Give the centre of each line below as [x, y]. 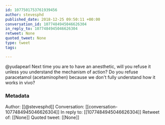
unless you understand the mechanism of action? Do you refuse [72, 72]
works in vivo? [20, 82]
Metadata [17, 96]
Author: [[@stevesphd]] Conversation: [45, 106]
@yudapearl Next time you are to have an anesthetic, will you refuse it [78, 66]
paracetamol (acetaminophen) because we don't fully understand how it [80, 77]
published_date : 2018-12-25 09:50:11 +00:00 [53, 19]
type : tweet [18, 43]
